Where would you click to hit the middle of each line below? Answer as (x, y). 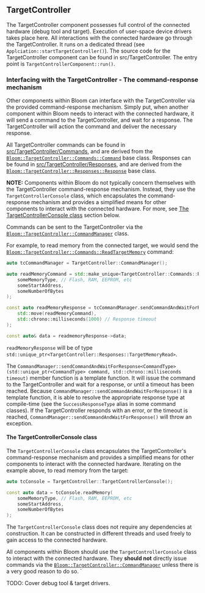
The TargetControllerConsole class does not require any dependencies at (99, 527)
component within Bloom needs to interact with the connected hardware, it (100, 114)
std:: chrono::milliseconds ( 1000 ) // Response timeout (87, 319)
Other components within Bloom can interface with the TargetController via (101, 101)
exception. (20, 423)
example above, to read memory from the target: (67, 470)
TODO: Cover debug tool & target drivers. (58, 583)
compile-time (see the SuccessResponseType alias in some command (91, 403)
